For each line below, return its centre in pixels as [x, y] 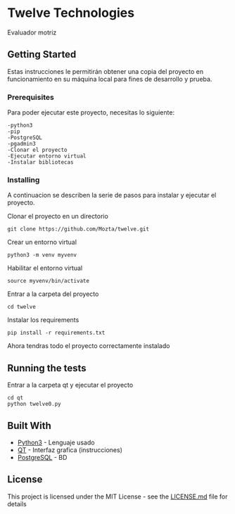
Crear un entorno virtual [42, 242]
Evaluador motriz [32, 32]
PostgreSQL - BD [42, 457]
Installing [24, 179]
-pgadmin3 [22, 144]
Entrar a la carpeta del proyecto [53, 294]
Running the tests [47, 368]
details [17, 503]
